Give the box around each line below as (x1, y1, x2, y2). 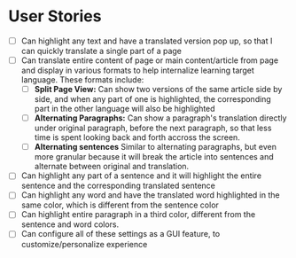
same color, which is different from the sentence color (20, 199, 219, 210)
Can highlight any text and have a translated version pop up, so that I (20, 35, 273, 46)
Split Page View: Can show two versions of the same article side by (34, 84, 283, 95)
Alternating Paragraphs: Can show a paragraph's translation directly (34, 113, 287, 123)
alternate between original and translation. (34, 161, 190, 172)
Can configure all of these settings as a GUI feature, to (20, 229, 221, 239)
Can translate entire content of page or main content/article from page (20, 55, 279, 66)
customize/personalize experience (20, 238, 148, 249)
